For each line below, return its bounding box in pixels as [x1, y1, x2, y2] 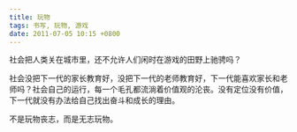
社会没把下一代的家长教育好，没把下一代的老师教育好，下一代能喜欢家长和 [9, 73, 280, 84]
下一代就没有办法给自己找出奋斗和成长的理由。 [9, 95, 179, 106]
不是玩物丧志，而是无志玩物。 [9, 114, 118, 124]
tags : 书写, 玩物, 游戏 [9, 21, 88, 30]
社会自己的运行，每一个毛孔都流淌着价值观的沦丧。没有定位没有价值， [32, 84, 288, 95]
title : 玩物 [9, 12, 50, 22]
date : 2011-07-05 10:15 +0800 [9, 29, 121, 38]
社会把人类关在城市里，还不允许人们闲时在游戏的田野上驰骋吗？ [9, 55, 241, 65]
